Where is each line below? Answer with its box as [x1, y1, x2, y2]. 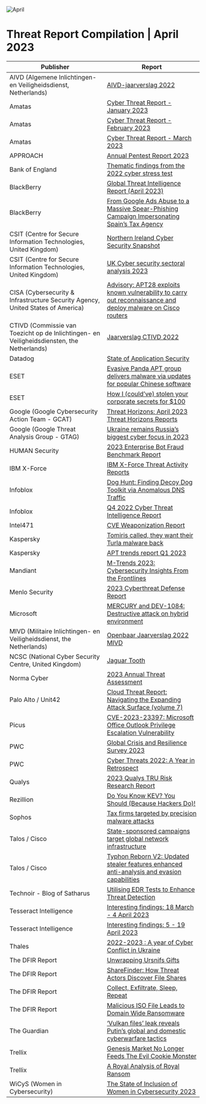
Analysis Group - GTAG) [9, 432, 80, 441]
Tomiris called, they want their [107, 530, 194, 539]
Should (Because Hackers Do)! [107, 799, 196, 808]
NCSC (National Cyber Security [9, 652, 100, 661]
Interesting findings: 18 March [107, 902, 194, 911]
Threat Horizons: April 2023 [107, 407, 188, 416]
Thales [9, 942, 29, 950]
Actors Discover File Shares [107, 973, 187, 982]
